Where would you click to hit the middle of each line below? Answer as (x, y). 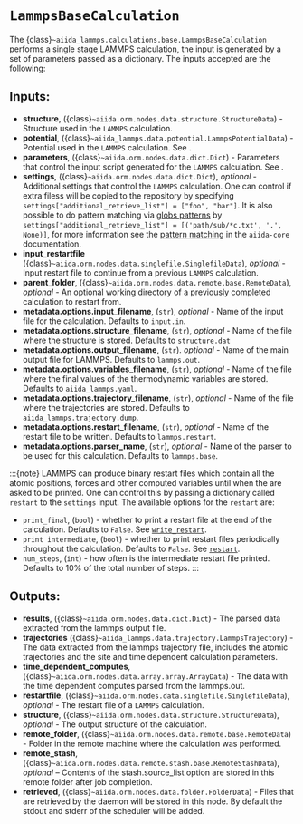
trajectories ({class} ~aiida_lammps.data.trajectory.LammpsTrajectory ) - (158, 637)
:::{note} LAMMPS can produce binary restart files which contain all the (142, 473)
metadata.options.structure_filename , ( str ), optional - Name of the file (157, 330)
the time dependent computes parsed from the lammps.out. (134, 685)
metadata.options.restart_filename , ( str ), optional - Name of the (146, 427)
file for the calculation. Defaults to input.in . (104, 321)
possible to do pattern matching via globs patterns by (122, 215)
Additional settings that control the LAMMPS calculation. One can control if (157, 186)
